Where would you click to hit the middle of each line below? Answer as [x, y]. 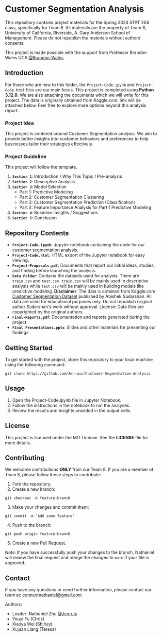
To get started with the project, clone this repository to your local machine [79, 359]
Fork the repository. [32, 484]
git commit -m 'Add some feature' [40, 516]
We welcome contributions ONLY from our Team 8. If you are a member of [79, 469]
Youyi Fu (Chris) [28, 619]
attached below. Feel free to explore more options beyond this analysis [76, 105]
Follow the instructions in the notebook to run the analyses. [71, 405]
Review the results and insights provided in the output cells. [72, 410]
